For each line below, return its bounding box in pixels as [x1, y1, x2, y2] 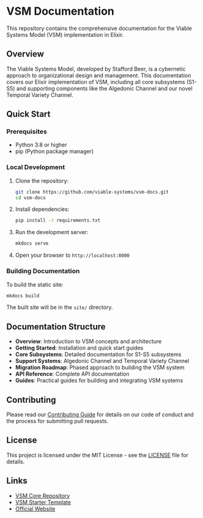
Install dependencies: [15, 205, 70, 213]
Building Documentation [6, 267, 80, 275]
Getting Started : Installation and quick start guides [15, 345, 144, 352]
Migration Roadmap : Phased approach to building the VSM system [15, 364, 185, 371]
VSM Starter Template [15, 498, 72, 506]
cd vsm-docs [15, 194, 46, 200]
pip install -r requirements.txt [15, 218, 101, 224]
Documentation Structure [6, 321, 106, 332]
